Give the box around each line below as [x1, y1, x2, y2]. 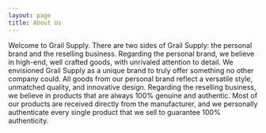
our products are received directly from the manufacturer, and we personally [8, 99, 258, 109]
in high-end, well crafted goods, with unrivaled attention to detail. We [8, 57, 234, 67]
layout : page [8, 11, 51, 20]
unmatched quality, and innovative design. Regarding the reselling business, [8, 82, 256, 91]
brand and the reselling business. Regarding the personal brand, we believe [8, 49, 255, 58]
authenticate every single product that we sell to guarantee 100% [8, 107, 221, 116]
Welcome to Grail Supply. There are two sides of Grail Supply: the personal [8, 40, 253, 50]
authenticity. [8, 116, 49, 125]
